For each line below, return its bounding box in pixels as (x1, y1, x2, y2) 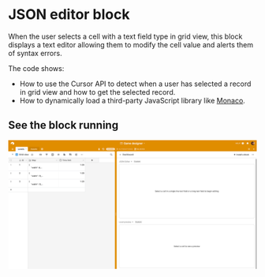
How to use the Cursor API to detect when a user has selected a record (19, 79, 252, 88)
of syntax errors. (8, 48, 62, 58)
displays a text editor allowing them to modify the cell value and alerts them (8, 39, 254, 49)
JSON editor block (8, 6, 130, 24)
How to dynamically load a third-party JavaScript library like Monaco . (19, 95, 246, 105)
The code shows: (8, 63, 65, 73)
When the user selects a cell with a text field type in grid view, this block (8, 32, 243, 41)
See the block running (8, 118, 119, 132)
